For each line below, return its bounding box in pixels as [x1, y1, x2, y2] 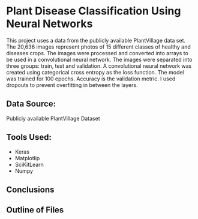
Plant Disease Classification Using [6, 4, 181, 18]
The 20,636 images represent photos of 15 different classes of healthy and [6, 43, 191, 50]
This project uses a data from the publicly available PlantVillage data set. [6, 37, 186, 44]
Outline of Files [6, 205, 64, 215]
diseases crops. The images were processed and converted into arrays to [6, 49, 189, 56]
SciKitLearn [14, 161, 44, 168]
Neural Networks [6, 17, 93, 31]
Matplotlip [14, 154, 40, 161]
